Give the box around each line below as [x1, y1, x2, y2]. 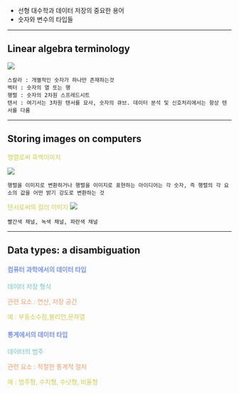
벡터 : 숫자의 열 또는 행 [7, 84, 71, 91]
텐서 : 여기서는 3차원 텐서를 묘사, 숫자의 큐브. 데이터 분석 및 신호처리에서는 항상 [7, 99, 219, 106]
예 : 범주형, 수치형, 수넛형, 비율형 [7, 377, 98, 387]
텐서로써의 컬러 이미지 [7, 203, 69, 211]
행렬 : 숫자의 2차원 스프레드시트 [7, 91, 90, 98]
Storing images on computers [7, 133, 142, 145]
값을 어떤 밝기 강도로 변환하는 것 [20, 189, 105, 196]
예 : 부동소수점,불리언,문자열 [7, 312, 85, 321]
